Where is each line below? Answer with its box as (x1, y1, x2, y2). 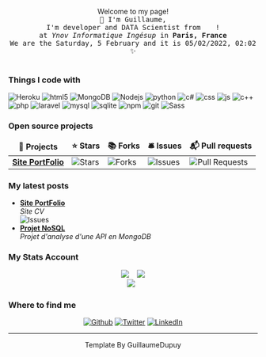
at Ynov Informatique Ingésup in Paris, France (39, 31, 227, 40)
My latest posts (8, 180, 70, 191)
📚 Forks (108, 140, 140, 151)
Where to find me (8, 300, 77, 311)
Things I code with (8, 74, 81, 85)
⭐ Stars (71, 140, 101, 151)
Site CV (19, 206, 45, 216)
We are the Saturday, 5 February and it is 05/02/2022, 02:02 (9, 39, 256, 47)
